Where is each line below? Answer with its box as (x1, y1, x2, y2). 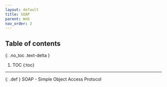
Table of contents (5, 39, 61, 47)
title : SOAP (5, 12, 30, 17)
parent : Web (5, 16, 30, 21)
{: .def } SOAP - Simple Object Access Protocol (5, 76, 102, 82)
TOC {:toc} (12, 62, 35, 68)
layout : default (5, 7, 39, 12)
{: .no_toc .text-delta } (5, 52, 50, 58)
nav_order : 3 (5, 21, 32, 26)
